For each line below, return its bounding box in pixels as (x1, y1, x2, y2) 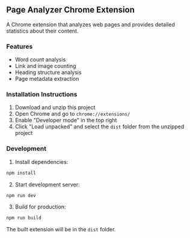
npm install (6, 170, 36, 176)
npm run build (6, 215, 42, 221)
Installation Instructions (6, 90, 78, 99)
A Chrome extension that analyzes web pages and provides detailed (6, 20, 176, 28)
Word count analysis (14, 56, 66, 63)
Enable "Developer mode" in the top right (14, 117, 117, 124)
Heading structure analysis (14, 69, 82, 76)
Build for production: (14, 203, 66, 210)
